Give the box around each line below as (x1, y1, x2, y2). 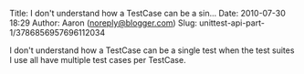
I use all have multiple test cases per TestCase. (9, 55, 186, 65)
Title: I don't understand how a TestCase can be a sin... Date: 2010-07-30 (9, 8, 286, 18)
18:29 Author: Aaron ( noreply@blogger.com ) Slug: (9, 17, 198, 28)
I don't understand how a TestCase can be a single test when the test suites (9, 45, 295, 56)
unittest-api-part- (199, 17, 265, 28)
